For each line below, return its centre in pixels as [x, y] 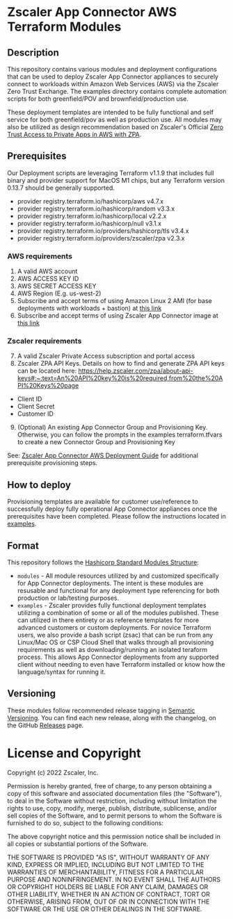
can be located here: [47, 371]
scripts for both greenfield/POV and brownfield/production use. [98, 99]
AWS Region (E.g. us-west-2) [59, 293]
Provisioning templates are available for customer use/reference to [103, 502]
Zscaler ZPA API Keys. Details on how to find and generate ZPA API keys [121, 364]
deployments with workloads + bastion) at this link [89, 308]
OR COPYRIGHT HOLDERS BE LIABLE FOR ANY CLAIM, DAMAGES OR [108, 886]
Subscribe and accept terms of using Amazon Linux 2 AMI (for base [114, 301]
